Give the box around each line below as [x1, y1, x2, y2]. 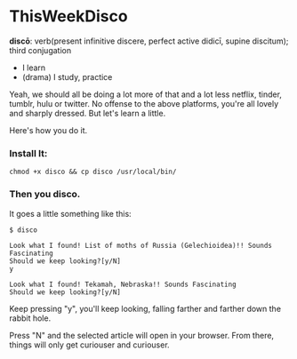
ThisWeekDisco [9, 6, 128, 27]
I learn [21, 62, 46, 73]
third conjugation [9, 44, 72, 55]
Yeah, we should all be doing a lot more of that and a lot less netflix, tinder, [9, 89, 283, 100]
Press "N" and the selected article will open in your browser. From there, [9, 330, 274, 340]
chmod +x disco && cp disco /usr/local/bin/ [9, 167, 177, 177]
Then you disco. [9, 188, 81, 201]
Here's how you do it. [9, 124, 88, 135]
